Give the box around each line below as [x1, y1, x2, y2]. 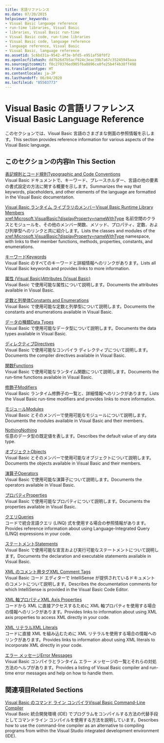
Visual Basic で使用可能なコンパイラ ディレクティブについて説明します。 [5, 347, 150, 353]
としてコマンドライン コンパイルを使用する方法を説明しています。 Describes [5, 717, 159, 723]
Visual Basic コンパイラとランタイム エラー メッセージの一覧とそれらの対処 [5, 659, 157, 665]
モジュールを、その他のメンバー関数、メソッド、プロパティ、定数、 [13, 222, 150, 228]
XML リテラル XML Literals [5, 624, 58, 630]
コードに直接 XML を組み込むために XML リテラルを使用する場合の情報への [5, 631, 157, 637]
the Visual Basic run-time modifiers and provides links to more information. [5, 396, 156, 402]
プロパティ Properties [5, 492, 47, 498]
